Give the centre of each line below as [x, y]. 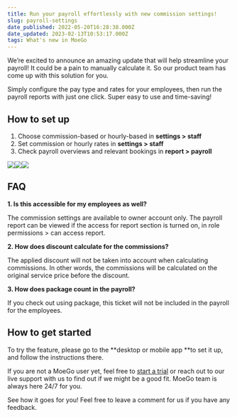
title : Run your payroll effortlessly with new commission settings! [112, 14]
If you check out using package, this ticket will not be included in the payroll [118, 303]
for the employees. [35, 310]
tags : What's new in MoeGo [47, 40]
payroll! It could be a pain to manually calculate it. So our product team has [117, 68]
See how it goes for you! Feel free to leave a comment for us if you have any [119, 400]
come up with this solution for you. [58, 76]
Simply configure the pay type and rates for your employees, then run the [115, 89]
